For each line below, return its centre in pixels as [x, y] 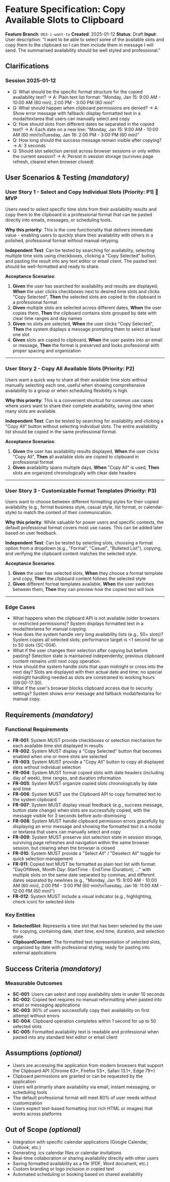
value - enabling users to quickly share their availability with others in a [79, 235]
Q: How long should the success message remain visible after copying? [87, 140]
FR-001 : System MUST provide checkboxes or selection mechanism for [87, 740]
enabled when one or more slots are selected [60, 756]
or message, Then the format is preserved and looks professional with [86, 345]
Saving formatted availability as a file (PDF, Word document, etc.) [80, 1163]
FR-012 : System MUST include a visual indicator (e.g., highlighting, [82, 896]
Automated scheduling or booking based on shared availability [78, 1174]
